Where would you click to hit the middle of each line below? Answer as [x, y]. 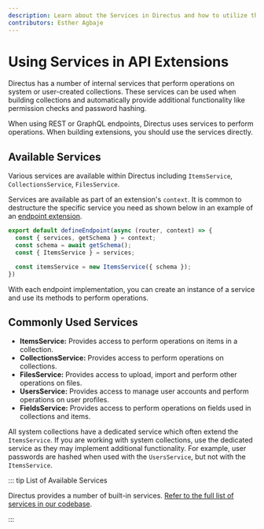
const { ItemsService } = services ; [75, 253]
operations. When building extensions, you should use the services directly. [130, 132]
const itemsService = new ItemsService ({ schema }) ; [103, 267]
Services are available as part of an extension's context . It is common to [125, 200]
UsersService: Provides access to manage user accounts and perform [134, 391]
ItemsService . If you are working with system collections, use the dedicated [130, 440]
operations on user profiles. [64, 400]
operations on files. [51, 383]
